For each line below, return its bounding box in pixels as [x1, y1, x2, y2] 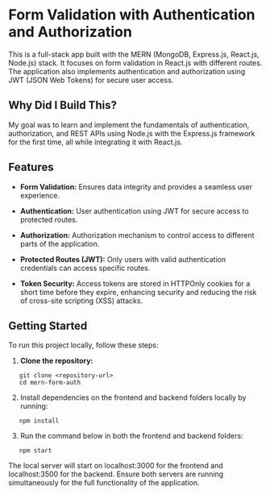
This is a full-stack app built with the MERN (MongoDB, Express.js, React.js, [8, 49, 260, 59]
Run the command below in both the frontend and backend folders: [19, 431, 243, 441]
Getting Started [8, 318, 88, 332]
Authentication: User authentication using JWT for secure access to [19, 206, 249, 215]
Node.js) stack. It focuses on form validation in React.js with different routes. [8, 58, 263, 68]
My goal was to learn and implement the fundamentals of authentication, [8, 119, 250, 130]
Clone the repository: [19, 356, 93, 366]
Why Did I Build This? [8, 98, 117, 112]
